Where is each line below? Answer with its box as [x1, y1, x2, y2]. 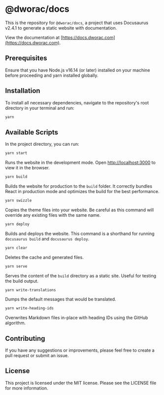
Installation [5, 87, 40, 95]
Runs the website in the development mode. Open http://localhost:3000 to [5, 160, 156, 165]
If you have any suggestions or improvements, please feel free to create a [5, 347, 155, 353]
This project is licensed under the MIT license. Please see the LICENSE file [5, 380, 157, 386]
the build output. [5, 278, 38, 284]
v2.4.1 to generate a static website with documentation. [5, 25, 117, 31]
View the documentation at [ [5, 34, 63, 40]
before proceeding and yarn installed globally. [5, 72, 98, 78]
